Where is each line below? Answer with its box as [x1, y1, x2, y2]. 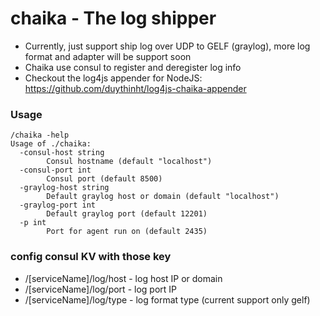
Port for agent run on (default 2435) [46, 227, 208, 237]
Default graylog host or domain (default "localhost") [46, 192, 280, 202]
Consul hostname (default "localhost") [46, 157, 213, 167]
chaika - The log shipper [10, 7, 217, 30]
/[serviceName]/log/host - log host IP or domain [24, 272, 223, 284]
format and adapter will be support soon [24, 50, 192, 62]
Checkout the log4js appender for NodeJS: [24, 72, 203, 84]
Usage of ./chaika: [10, 139, 92, 149]
